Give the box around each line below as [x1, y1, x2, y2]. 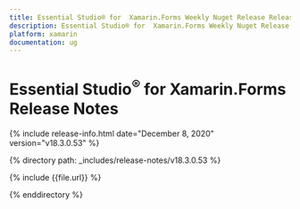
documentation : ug [9, 37, 78, 47]
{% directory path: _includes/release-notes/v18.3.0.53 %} [9, 155, 221, 165]
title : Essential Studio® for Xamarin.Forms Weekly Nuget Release [9, 12, 266, 22]
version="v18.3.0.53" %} [9, 137, 100, 148]
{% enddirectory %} [9, 189, 83, 200]
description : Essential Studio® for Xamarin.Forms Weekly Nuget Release [9, 21, 290, 30]
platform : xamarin [9, 29, 78, 38]
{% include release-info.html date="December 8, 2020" [9, 128, 214, 139]
